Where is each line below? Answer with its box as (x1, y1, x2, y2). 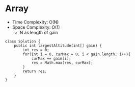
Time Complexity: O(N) (12, 19, 59, 25)
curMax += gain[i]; (31, 56, 71, 61)
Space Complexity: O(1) (12, 24, 60, 30)
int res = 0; (23, 47, 50, 52)
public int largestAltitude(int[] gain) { (14, 43, 102, 48)
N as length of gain (19, 29, 58, 35)
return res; (23, 69, 48, 74)
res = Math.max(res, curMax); (31, 60, 93, 65)
